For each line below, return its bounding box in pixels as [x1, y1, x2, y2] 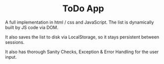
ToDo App [62, 3, 104, 14]
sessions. [5, 39, 25, 45]
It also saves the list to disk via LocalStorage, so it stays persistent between [5, 34, 160, 40]
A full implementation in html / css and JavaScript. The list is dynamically [5, 19, 154, 25]
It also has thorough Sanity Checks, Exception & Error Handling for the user [5, 49, 159, 55]
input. [5, 54, 17, 60]
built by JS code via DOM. [5, 24, 58, 30]
